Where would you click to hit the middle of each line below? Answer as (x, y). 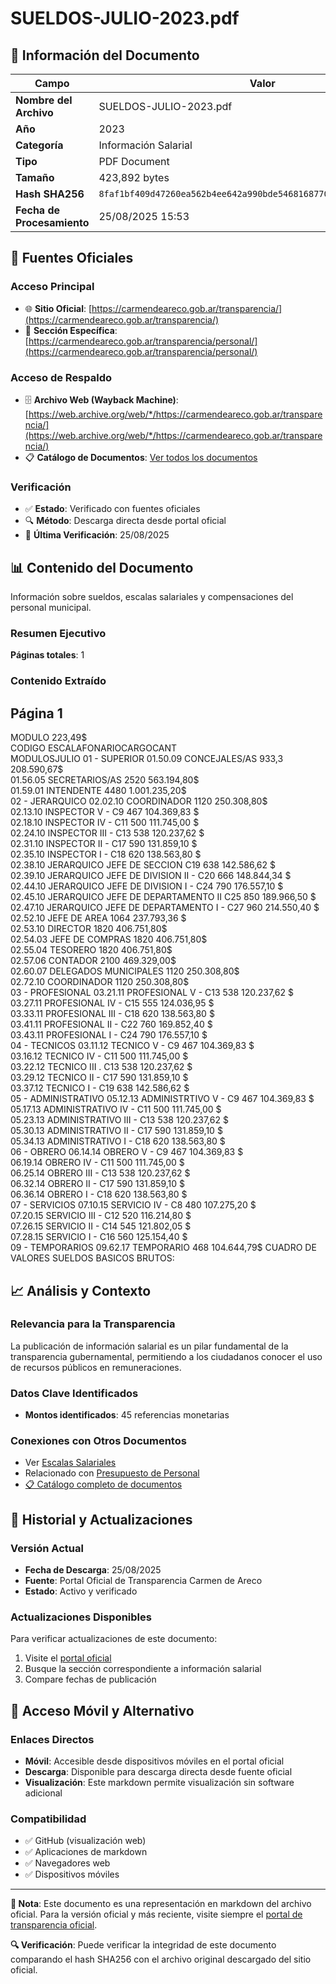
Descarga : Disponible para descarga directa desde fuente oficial (158, 1772)
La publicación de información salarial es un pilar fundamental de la (149, 1346)
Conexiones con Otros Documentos (98, 1441)
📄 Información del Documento (105, 55)
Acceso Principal (52, 287)
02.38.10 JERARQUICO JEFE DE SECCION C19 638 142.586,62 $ (143, 865)
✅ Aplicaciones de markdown (86, 1852)
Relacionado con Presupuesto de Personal (112, 1473)
